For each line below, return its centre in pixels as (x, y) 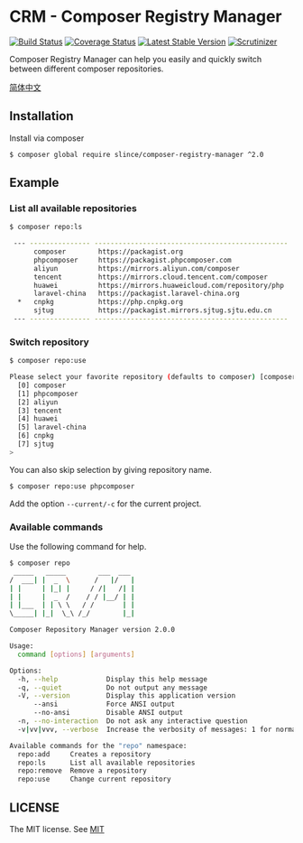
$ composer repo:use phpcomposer (72, 486)
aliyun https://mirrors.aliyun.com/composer (137, 268)
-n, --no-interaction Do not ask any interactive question (133, 721)
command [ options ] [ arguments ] (76, 654)
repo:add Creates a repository (84, 754)
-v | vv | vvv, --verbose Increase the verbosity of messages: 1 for (145, 729)
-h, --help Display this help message (112, 679)
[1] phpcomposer (48, 394)
